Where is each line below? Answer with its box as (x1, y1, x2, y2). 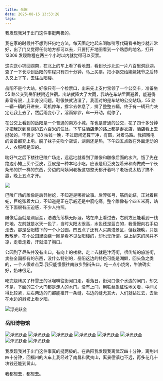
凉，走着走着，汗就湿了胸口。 (5, 239, 65, 245)
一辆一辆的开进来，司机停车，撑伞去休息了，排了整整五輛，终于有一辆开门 (5, 104, 154, 109)
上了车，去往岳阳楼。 (13, 75, 56, 81)
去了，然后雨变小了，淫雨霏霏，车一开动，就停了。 (21, 110, 124, 116)
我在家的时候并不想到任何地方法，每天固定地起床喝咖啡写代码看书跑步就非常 (5, 40, 158, 46)
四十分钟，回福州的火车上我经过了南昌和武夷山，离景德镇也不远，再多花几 (5, 354, 154, 360)
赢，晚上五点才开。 (5, 173, 44, 179)
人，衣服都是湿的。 (5, 144, 44, 150)
